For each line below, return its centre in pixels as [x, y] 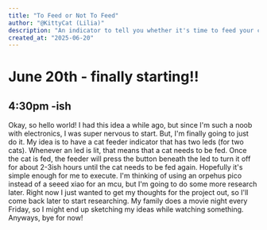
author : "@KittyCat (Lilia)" [56, 23]
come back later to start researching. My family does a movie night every [128, 201]
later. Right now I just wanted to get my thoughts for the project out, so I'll [128, 193]
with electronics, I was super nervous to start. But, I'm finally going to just [128, 134]
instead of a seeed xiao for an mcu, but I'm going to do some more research [133, 184]
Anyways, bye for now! [46, 218]
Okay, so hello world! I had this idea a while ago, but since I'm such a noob [130, 125]
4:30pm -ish [40, 106]
